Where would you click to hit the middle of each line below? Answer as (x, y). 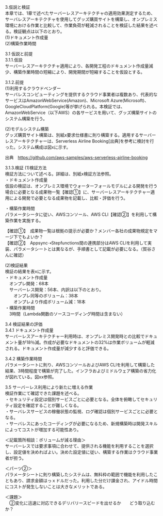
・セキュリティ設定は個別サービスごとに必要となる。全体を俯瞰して (73, 399)
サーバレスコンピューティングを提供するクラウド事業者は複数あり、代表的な (81, 94)
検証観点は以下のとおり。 (39, 31)
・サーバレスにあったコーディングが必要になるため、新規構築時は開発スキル (81, 424)
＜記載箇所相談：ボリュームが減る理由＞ (45, 440)
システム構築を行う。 (26, 119)
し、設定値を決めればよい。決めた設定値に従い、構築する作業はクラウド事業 (81, 452)
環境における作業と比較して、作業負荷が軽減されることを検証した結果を (77, 25)
